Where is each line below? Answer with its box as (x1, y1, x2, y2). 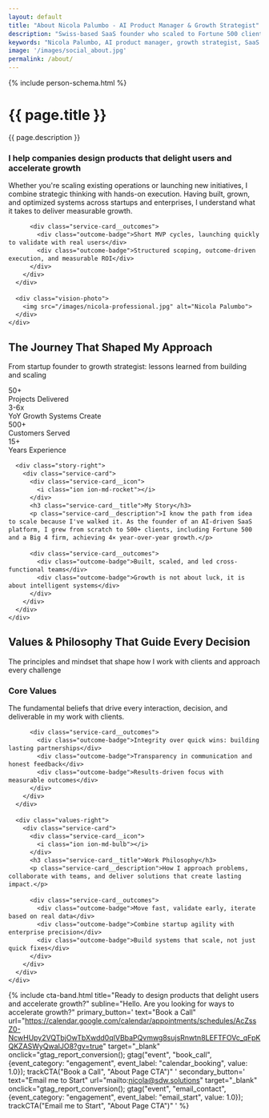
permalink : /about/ (8, 55, 74, 63)
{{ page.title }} (8, 106, 107, 124)
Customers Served (8, 428, 70, 438)
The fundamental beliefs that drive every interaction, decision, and (8, 703, 228, 713)
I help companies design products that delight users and (8, 152, 232, 163)
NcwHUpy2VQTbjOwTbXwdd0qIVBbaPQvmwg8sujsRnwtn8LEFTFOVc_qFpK (8, 1033, 261, 1043)
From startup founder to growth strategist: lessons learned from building (8, 362, 247, 371)
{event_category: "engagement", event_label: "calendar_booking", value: (8, 1059, 248, 1068)
